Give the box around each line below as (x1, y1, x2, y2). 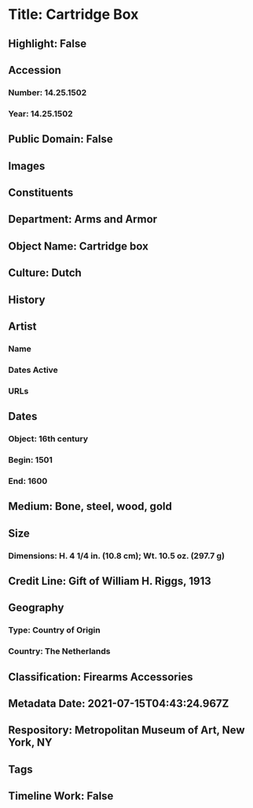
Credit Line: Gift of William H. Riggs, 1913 (8, 574, 211, 588)
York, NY (8, 736, 53, 749)
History (8, 293, 46, 306)
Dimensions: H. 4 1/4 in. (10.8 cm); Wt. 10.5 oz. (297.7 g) (8, 550, 225, 561)
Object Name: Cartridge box (8, 239, 149, 253)
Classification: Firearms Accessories (8, 670, 193, 684)
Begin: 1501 (8, 454, 53, 465)
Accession (8, 63, 61, 76)
